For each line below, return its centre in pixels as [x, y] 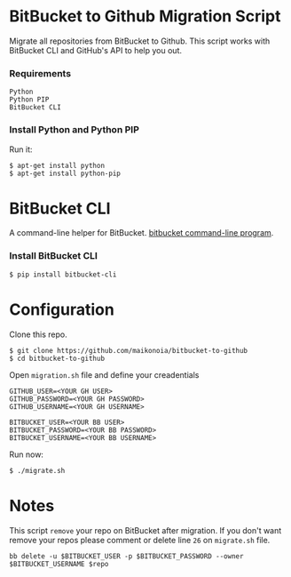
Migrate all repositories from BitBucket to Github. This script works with [140, 41]
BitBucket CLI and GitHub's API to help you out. [95, 50]
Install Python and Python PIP [74, 130]
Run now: [27, 454]
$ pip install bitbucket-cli [63, 274]
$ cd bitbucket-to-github [57, 358]
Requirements [40, 73]
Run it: [21, 149]
